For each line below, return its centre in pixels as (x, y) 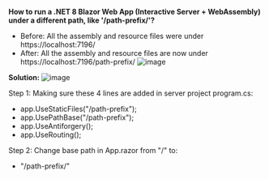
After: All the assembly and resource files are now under (114, 53)
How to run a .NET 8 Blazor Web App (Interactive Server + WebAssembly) (134, 12)
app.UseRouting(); (51, 134)
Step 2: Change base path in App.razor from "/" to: (93, 150)
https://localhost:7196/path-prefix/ (78, 62)
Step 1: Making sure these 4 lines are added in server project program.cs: (131, 93)
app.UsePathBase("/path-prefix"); (77, 117)
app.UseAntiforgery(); (56, 126)
